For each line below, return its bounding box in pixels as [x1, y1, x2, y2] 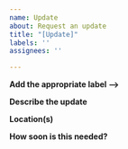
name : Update [9, 13, 59, 22]
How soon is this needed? [9, 131, 108, 142]
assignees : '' [9, 47, 63, 56]
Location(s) [9, 114, 54, 125]
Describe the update [9, 96, 87, 108]
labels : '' [9, 38, 50, 48]
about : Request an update [9, 22, 106, 31]
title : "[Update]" [9, 30, 78, 39]
